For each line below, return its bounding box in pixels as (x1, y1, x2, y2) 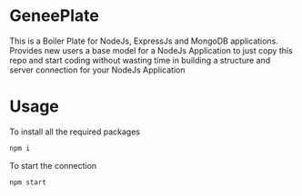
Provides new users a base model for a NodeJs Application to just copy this (9, 44, 293, 55)
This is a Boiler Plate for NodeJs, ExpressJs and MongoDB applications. (9, 35, 279, 46)
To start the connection (9, 160, 97, 171)
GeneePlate (9, 5, 100, 26)
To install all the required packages (9, 126, 141, 137)
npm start (9, 178, 47, 187)
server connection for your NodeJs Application (9, 64, 186, 75)
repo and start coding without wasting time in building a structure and (9, 54, 271, 65)
